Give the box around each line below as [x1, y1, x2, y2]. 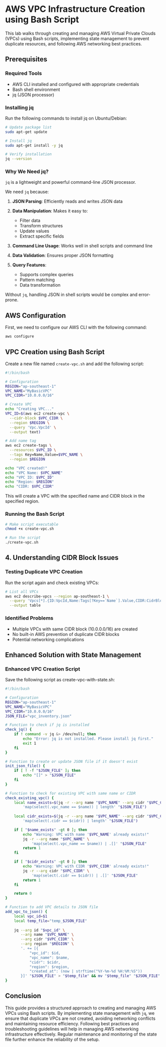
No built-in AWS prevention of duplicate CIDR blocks [12, 631, 120, 637]
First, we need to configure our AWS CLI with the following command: [5, 325, 147, 331]
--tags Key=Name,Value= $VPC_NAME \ [9, 452, 83, 458]
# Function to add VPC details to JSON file [5, 905, 98, 910]
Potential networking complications [12, 636, 84, 642]
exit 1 [23, 741, 37, 746]
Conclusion [5, 992, 41, 1000]
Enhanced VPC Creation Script [5, 666, 81, 672]
